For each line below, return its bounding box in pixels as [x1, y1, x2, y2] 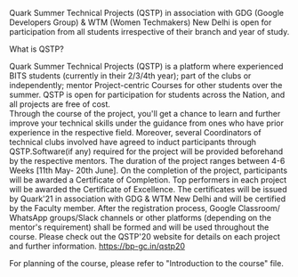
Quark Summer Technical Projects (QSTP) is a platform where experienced [9, 61, 284, 71]
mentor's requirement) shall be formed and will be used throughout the [9, 222, 270, 232]
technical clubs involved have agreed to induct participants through [9, 137, 256, 147]
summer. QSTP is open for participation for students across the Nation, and [9, 89, 286, 100]
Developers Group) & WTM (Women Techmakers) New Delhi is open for [9, 17, 272, 28]
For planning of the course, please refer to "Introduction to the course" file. [9, 258, 285, 268]
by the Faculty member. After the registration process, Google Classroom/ [9, 203, 280, 213]
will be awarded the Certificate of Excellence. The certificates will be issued [9, 184, 287, 194]
